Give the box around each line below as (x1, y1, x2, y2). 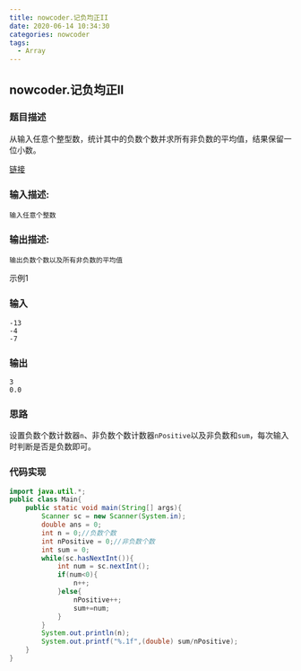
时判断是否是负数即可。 (9, 441, 96, 452)
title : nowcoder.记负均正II (9, 13, 109, 22)
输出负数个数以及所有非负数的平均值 (9, 256, 124, 265)
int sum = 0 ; (41, 545, 90, 554)
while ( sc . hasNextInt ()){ (41, 553, 134, 562)
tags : (9, 38, 30, 48)
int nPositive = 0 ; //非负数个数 (41, 536, 155, 546)
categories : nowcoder (9, 30, 90, 39)
